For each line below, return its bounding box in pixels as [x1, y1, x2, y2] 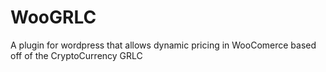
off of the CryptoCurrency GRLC [10, 49, 143, 61]
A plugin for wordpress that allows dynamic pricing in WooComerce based [10, 39, 317, 51]
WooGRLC [10, 6, 97, 29]
